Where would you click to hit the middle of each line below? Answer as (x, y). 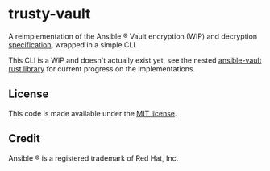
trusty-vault (50, 14)
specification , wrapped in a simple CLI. (73, 44)
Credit (24, 138)
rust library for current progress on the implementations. (102, 68)
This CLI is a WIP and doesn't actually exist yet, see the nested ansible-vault (135, 60)
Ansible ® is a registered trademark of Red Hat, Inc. (93, 158)
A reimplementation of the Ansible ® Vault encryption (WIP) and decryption (133, 36)
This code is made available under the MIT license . (93, 113)
